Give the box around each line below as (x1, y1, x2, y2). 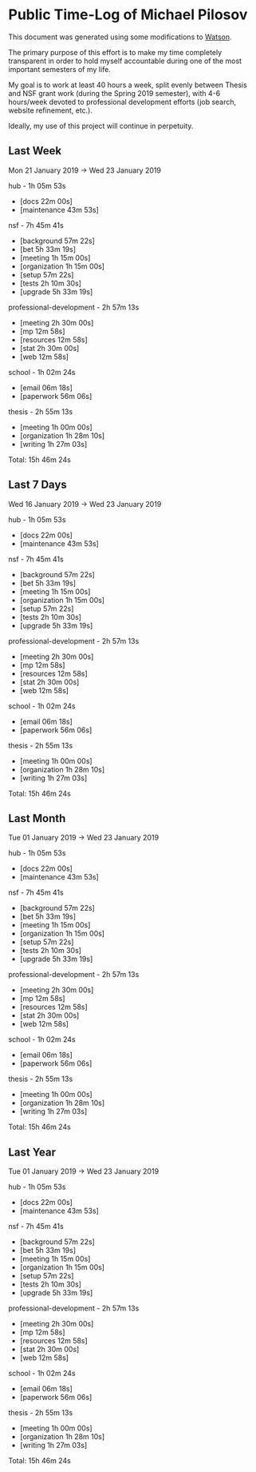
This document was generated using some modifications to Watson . (8, 32, 232, 42)
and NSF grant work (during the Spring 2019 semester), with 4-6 (8, 88, 221, 98)
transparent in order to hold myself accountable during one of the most (8, 56, 242, 66)
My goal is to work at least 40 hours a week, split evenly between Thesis (8, 80, 247, 90)
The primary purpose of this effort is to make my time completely (8, 47, 223, 57)
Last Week (8, 144, 62, 158)
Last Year (8, 1145, 57, 1159)
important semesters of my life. (8, 64, 112, 74)
